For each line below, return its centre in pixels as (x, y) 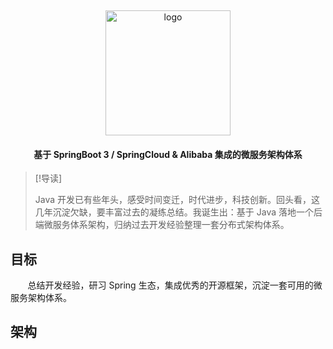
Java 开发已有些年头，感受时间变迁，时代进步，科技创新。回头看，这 (177, 200)
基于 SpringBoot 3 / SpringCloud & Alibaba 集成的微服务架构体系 (168, 154)
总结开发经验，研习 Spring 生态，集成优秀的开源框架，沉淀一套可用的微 (175, 285)
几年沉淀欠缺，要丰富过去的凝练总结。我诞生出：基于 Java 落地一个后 (178, 212)
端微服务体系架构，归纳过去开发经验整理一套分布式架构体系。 (162, 225)
